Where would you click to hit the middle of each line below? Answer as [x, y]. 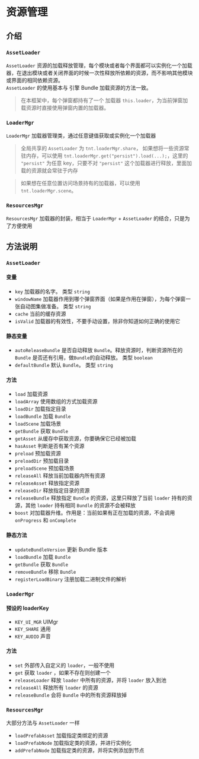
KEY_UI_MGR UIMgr [36, 622]
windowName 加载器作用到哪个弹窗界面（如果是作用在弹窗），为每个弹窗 [100, 299]
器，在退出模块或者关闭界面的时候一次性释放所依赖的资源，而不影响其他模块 [99, 72]
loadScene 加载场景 [38, 424]
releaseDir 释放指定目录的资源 [52, 491]
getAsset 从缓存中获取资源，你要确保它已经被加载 [76, 439]
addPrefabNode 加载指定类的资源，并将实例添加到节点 [79, 750]
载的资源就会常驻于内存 [49, 170]
